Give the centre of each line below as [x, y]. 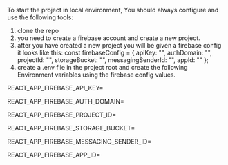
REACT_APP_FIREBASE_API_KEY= [55, 88]
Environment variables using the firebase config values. [96, 75]
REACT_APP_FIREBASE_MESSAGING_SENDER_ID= [79, 142]
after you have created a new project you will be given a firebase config [119, 45]
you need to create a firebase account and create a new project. [108, 38]
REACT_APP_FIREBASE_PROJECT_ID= [61, 115]
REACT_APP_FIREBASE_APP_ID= [54, 155]
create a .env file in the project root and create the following [102, 67]
